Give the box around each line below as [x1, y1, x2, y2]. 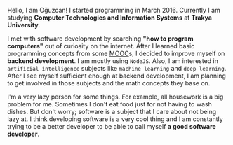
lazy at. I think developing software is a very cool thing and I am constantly [7, 115, 223, 123]
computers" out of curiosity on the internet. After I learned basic [7, 42, 195, 50]
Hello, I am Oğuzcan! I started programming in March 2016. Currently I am [7, 6, 221, 14]
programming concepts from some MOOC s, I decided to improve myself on [7, 49, 225, 57]
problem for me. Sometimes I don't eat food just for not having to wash [7, 100, 212, 108]
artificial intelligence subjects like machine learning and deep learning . [7, 64, 227, 72]
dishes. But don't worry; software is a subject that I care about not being [7, 108, 217, 116]
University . [7, 21, 41, 29]
